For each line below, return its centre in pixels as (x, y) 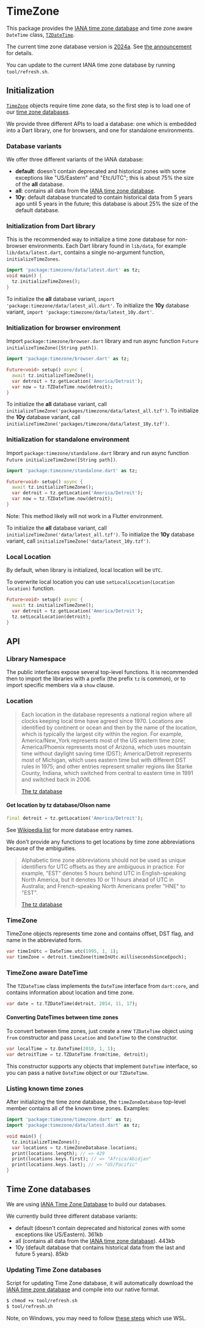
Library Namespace (36, 659)
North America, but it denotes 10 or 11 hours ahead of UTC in (97, 880)
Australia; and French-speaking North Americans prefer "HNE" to (103, 886)
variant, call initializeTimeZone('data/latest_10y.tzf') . (78, 541)
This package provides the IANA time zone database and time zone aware (99, 28)
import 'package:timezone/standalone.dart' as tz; (72, 470)
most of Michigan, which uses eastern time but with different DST (104, 760)
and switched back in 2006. (56, 779)
